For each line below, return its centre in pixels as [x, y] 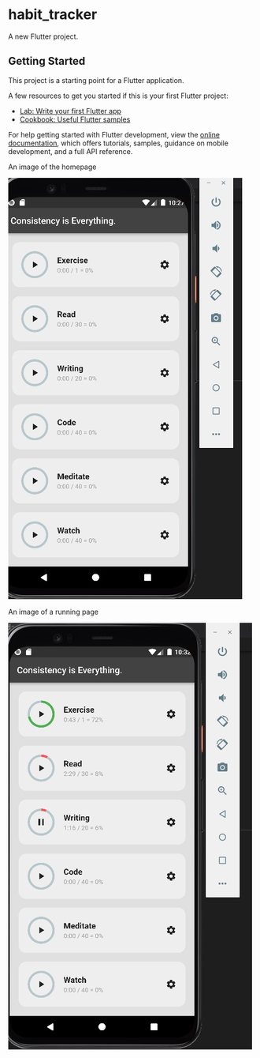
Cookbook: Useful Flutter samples [75, 119]
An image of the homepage [52, 167]
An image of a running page [53, 612]
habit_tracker [53, 15]
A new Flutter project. [43, 36]
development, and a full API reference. [71, 151]
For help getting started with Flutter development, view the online [114, 134]
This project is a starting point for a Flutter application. [96, 80]
